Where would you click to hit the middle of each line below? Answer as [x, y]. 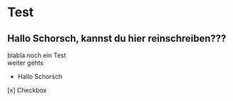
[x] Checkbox [27, 90]
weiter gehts [25, 63]
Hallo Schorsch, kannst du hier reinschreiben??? [117, 38]
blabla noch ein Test [37, 55]
